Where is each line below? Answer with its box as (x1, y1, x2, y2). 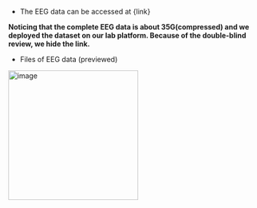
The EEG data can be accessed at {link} (19, 7, 151, 16)
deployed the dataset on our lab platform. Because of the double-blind (8, 31, 247, 40)
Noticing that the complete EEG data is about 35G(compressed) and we (8, 22, 250, 31)
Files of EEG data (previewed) (19, 55, 118, 64)
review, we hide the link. (8, 39, 90, 49)
